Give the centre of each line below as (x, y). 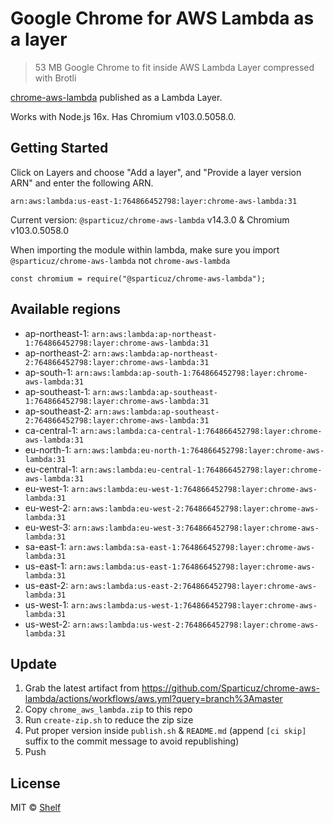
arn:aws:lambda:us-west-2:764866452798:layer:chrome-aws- (196, 625)
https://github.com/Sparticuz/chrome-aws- (230, 688)
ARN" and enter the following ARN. (82, 183)
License (35, 783)
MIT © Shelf (36, 808)
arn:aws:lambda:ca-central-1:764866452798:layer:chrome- (201, 431)
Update (34, 663)
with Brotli (55, 78)
